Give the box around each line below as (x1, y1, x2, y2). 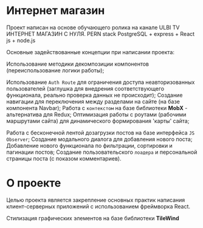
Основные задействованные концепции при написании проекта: (6, 48, 175, 55)
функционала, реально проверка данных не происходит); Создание (6, 91, 183, 98)
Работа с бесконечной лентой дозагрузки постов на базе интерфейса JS (6, 129, 195, 136)
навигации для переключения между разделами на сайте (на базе (6, 98, 181, 105)
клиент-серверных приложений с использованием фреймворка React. (6, 202, 190, 210)
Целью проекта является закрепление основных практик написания (6, 196, 185, 204)
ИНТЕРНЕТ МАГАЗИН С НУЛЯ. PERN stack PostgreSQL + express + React (6, 30, 195, 37)
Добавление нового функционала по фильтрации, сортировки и (6, 142, 173, 149)
